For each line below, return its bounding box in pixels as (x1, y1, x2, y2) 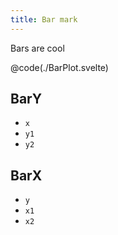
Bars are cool (10, 42, 65, 54)
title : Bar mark (10, 14, 78, 25)
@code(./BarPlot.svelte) (10, 61, 109, 73)
